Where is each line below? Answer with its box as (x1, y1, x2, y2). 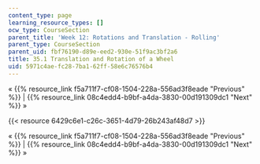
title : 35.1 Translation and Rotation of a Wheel (8, 56, 175, 64)
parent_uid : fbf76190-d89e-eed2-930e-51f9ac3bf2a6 (8, 48, 178, 56)
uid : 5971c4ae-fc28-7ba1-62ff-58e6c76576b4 (8, 63, 154, 71)
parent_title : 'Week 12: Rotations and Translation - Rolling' (8, 33, 221, 42)
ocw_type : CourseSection (8, 26, 90, 34)
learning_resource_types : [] (8, 19, 104, 27)
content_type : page (8, 11, 72, 20)
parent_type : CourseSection (8, 41, 101, 49)
